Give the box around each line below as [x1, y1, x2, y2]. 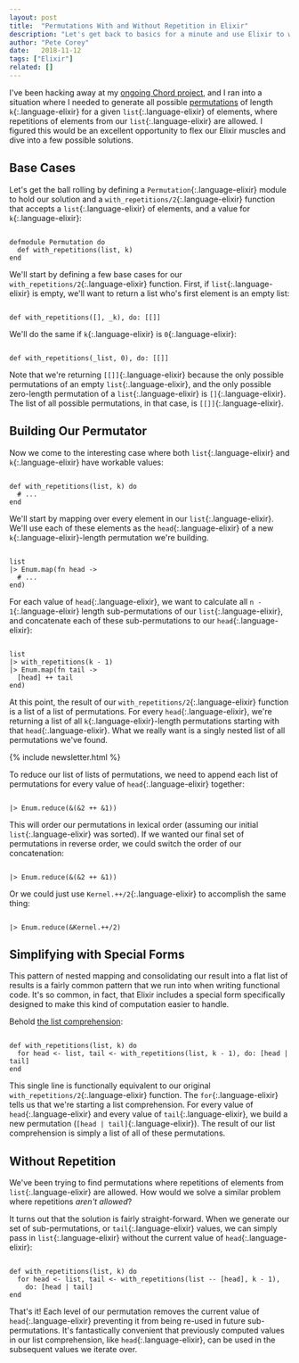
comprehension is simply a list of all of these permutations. [9, 1128, 226, 1138]
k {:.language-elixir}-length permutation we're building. [9, 532, 209, 542]
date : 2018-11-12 [9, 46, 82, 55]
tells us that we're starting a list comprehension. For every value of [9, 1099, 254, 1111]
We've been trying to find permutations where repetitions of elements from [9, 1177, 285, 1188]
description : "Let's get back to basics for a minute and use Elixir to [9, 29, 285, 38]
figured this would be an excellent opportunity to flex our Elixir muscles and [9, 125, 287, 136]
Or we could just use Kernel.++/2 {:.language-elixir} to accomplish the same [9, 888, 287, 899]
